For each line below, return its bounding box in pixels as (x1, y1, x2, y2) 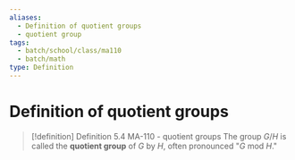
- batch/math (17, 55, 66, 63)
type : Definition (9, 63, 74, 72)
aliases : (9, 13, 42, 22)
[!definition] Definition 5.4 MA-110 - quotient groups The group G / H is (30, 131, 287, 141)
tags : (9, 38, 29, 47)
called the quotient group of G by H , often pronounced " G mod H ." (30, 140, 278, 151)
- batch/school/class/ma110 (17, 46, 122, 55)
